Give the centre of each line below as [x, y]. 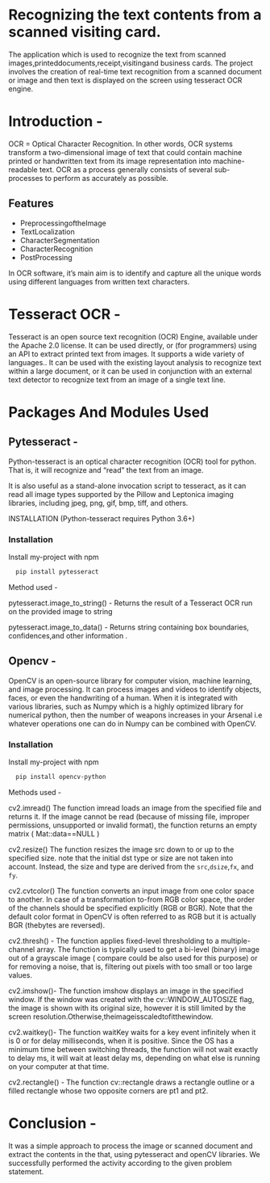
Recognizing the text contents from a [135, 15]
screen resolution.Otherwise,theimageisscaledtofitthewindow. [111, 1017]
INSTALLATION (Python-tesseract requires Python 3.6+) [102, 518]
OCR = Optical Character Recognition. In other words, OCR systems [121, 144]
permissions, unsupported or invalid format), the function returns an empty [133, 825]
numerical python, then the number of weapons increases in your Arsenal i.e [135, 715]
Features [31, 204]
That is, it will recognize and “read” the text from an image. [106, 469]
